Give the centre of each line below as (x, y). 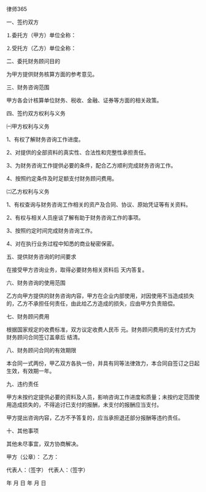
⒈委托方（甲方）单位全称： (41, 35)
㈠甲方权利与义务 (28, 126)
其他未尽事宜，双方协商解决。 (44, 444)
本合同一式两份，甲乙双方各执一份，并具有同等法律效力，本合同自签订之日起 (103, 363)
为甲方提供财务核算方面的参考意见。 (52, 74)
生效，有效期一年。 (31, 371)
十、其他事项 (22, 431)
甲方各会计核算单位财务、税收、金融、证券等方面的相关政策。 (84, 100)
